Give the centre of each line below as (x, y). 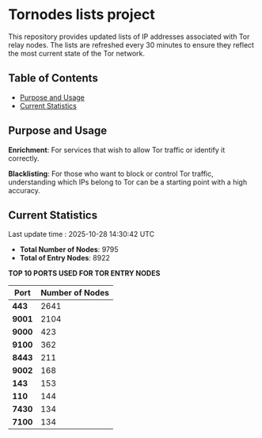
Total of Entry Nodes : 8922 (65, 258)
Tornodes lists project (82, 15)
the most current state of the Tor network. (76, 53)
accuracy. (25, 190)
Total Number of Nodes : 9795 (69, 249)
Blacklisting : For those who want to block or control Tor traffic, (111, 173)
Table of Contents (53, 78)
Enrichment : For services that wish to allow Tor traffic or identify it (117, 150)
